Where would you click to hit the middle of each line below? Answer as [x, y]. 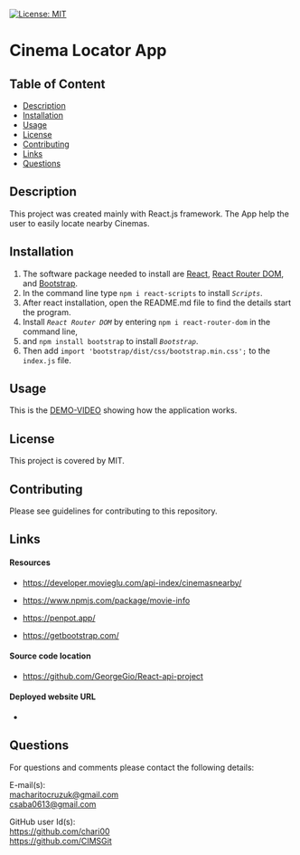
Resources [30, 562]
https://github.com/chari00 [60, 831]
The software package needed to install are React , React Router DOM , [153, 274]
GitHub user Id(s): [42, 821]
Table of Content [57, 84]
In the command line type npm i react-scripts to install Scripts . [143, 293]
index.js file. [47, 360]
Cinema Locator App [88, 51]
